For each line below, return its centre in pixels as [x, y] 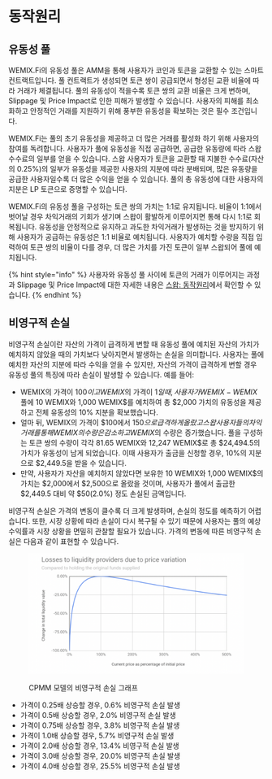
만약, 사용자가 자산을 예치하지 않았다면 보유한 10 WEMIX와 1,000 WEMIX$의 [142, 473]
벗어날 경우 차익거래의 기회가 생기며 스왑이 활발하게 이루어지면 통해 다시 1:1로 [130, 217]
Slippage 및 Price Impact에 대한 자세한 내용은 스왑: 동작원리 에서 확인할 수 [135, 285]
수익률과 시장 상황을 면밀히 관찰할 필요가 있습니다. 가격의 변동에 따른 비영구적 [131, 531]
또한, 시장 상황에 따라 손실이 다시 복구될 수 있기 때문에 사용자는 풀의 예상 [147, 520]
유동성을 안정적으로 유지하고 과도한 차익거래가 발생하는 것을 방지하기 [147, 227]
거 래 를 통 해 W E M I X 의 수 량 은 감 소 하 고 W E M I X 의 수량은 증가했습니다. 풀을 [131, 433]
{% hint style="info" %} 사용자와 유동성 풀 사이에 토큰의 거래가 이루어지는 [127, 274]
